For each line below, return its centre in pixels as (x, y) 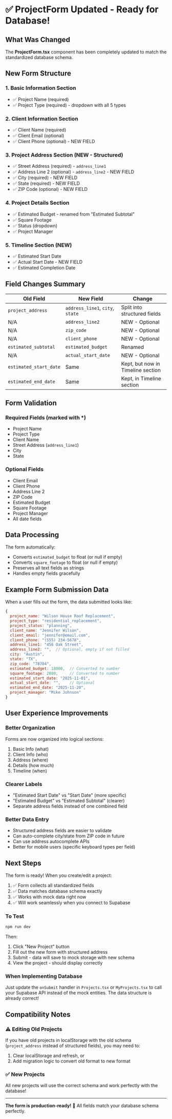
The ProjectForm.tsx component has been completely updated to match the (86, 52)
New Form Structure (38, 74)
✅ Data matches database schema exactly (57, 891)
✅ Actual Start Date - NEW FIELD (48, 262)
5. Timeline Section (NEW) (39, 245)
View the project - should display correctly (58, 963)
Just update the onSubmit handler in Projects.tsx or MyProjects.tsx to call (84, 987)
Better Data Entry (27, 819)
